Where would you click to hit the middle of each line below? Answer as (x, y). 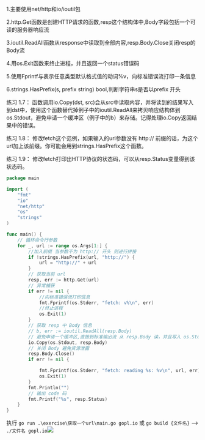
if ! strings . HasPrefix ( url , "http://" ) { (82, 257)
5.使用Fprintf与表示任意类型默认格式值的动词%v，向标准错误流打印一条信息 (101, 76)
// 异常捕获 (41, 285)
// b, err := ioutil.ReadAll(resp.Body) (80, 331)
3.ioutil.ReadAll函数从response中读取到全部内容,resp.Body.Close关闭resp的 (101, 43)
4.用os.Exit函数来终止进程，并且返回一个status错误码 (73, 63)
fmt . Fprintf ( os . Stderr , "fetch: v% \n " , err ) (96, 303)
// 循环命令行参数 (38, 240)
